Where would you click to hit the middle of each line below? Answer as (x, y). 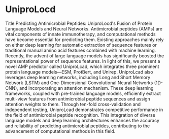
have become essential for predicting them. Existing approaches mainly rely (84, 40)
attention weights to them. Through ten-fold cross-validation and (73, 104)
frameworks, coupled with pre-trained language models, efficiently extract (83, 93)
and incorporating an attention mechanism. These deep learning (87, 88)
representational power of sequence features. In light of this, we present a (83, 61)
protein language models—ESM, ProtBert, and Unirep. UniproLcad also (79, 72)
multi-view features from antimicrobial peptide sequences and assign (78, 99)
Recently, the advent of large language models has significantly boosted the (85, 56)
